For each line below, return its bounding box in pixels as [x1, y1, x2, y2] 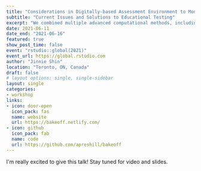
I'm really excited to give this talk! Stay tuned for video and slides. [6, 158, 168, 165]
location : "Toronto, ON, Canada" [6, 64, 90, 70]
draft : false [6, 70, 39, 76]
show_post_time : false [6, 42, 63, 48]
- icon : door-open [6, 102, 52, 109]
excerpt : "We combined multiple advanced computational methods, [6, 20, 172, 26]
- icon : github [6, 125, 44, 131]
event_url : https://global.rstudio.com [6, 53, 106, 59]
